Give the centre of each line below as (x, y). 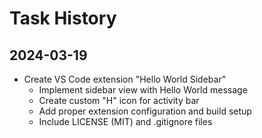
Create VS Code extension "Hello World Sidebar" (125, 79)
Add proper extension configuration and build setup (145, 111)
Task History (63, 18)
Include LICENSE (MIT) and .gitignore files (125, 121)
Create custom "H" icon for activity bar (119, 100)
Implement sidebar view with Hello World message (143, 90)
